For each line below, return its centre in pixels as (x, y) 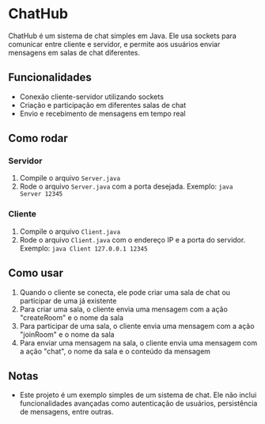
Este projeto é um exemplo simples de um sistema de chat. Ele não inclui (138, 395)
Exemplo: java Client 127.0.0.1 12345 (83, 248)
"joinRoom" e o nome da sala (67, 334)
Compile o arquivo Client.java (70, 231)
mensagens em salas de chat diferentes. (74, 52)
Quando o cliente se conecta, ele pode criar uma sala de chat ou (125, 292)
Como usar (36, 273)
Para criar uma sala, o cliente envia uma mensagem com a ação (123, 309)
